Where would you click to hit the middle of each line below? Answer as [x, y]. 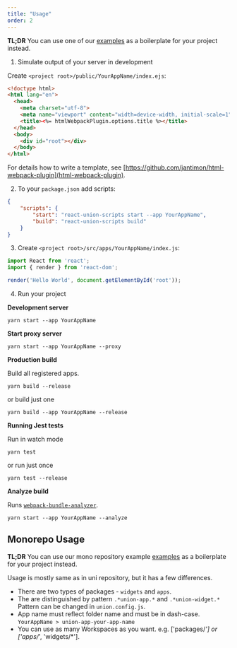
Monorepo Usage [46, 540]
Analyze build [28, 491]
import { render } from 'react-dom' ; [63, 268]
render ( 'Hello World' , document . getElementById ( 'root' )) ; [94, 281]
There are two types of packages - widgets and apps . [95, 591]
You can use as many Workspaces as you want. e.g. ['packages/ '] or [117, 629]
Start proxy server [35, 334]
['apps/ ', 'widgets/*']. [48, 636]
